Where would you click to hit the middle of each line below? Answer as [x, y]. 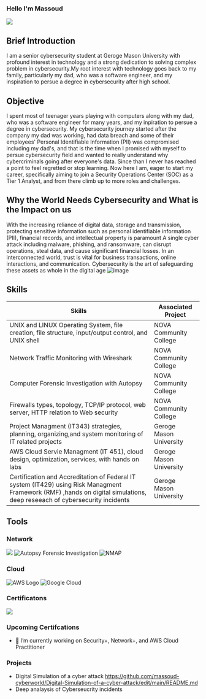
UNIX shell [25, 340]
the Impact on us [39, 210]
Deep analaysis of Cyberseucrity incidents [69, 689]
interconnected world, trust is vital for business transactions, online [91, 257]
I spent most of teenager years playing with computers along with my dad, [100, 115]
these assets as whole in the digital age [56, 270]
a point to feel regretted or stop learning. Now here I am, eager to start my [100, 168]
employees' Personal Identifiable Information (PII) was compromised [93, 142]
